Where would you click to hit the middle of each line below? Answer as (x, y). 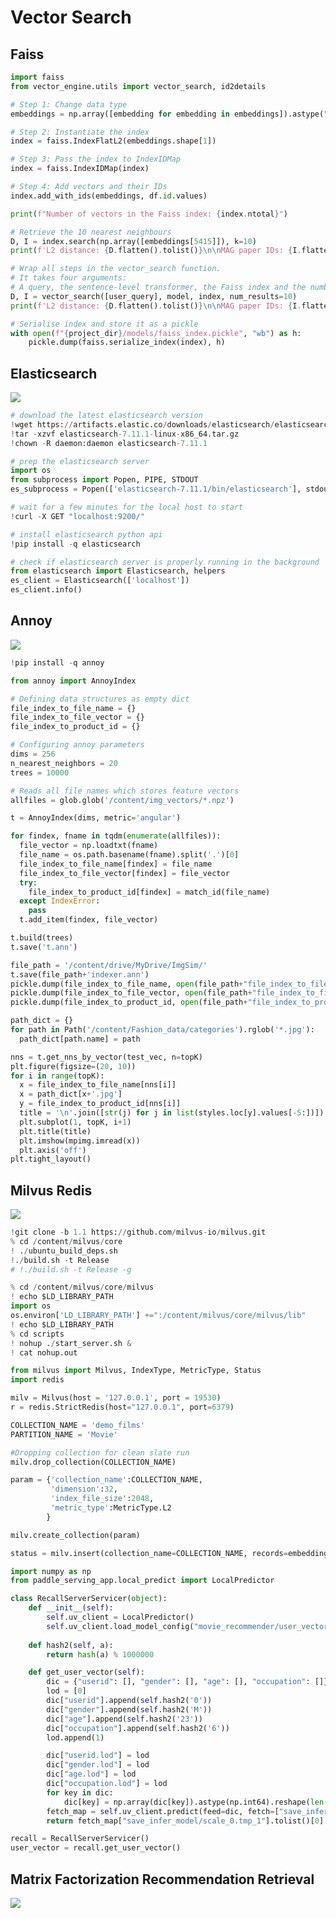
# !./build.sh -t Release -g (71, 1269)
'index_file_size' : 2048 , (102, 1499)
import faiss (37, 77)
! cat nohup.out (44, 1352)
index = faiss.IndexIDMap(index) (80, 169)
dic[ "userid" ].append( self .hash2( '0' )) (129, 1701)
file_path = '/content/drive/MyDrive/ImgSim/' (109, 965)
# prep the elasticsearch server (80, 461)
